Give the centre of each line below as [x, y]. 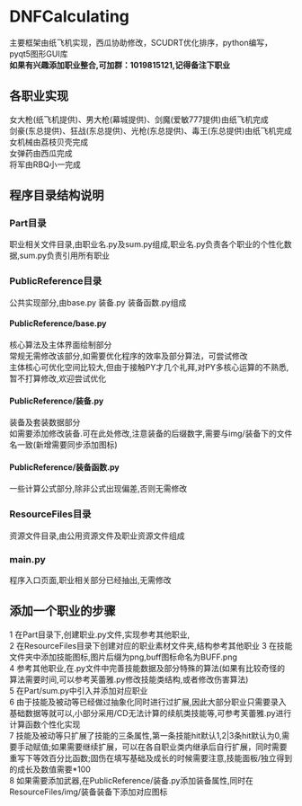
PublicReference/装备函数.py [64, 467]
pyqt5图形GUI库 [39, 53]
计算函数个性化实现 [45, 724]
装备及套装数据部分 [45, 422]
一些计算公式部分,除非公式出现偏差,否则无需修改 [98, 489]
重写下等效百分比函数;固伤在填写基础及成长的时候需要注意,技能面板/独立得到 [151, 757]
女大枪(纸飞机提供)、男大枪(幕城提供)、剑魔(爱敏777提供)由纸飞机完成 [139, 120]
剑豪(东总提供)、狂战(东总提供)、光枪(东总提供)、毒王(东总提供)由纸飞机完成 [151, 130]
